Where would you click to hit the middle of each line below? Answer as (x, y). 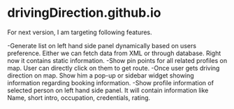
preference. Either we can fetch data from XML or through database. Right (114, 53)
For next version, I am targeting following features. (80, 32)
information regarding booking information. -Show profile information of (111, 82)
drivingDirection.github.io (84, 13)
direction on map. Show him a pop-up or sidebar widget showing (101, 75)
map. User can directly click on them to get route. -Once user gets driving (114, 68)
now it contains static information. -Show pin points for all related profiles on (117, 60)
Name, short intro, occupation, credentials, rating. (79, 97)
